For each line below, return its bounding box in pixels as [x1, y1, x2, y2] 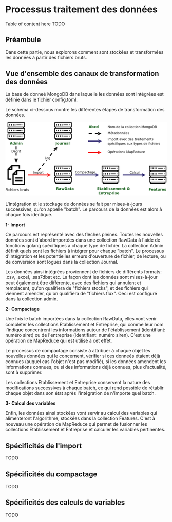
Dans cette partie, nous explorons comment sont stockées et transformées [5, 49, 164, 55]
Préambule [5, 35, 41, 44]
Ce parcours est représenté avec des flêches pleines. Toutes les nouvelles [5, 232, 163, 238]
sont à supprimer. [5, 369, 43, 375]
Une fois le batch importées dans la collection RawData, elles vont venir [5, 316, 157, 322]
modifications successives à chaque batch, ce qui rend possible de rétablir [5, 385, 164, 391]
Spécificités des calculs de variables [5, 498, 125, 507]
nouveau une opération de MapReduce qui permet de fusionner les [5, 421, 147, 427]
